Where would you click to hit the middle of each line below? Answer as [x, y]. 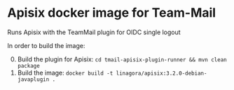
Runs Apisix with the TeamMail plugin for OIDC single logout [94, 32]
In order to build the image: [46, 45]
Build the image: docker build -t [65, 73]
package [28, 66]
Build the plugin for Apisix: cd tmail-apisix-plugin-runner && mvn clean [122, 59]
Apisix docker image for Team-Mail [111, 13]
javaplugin [33, 79]
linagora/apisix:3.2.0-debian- [161, 73]
